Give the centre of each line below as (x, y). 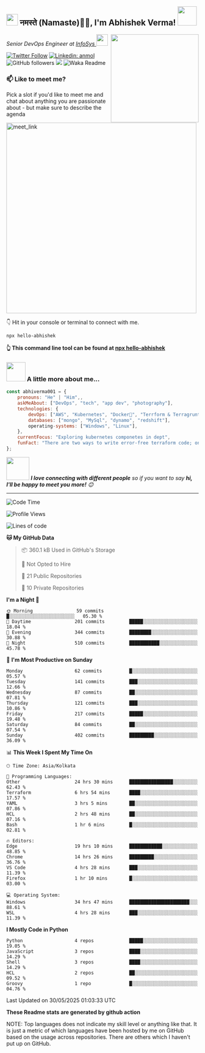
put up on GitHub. (29, 1043)
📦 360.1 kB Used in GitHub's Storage (68, 550)
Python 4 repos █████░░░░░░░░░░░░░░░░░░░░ (102, 940)
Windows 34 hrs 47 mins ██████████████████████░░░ (102, 902)
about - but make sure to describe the (54, 108)
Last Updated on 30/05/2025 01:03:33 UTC (61, 1000)
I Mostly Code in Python (37, 929)
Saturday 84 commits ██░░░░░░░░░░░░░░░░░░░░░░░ (102, 724)
